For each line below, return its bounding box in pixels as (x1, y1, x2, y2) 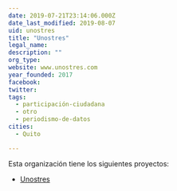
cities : (8, 123, 34, 131)
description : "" (8, 49, 62, 57)
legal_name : (8, 41, 48, 49)
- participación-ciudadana (15, 100, 105, 108)
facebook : (8, 78, 41, 86)
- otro (15, 108, 37, 116)
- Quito (15, 130, 41, 138)
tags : (8, 93, 26, 101)
